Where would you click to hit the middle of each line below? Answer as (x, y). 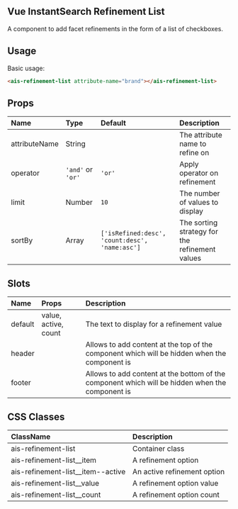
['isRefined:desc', (133, 234)
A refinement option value (175, 483)
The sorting (199, 223)
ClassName (31, 437)
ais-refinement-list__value (55, 483)
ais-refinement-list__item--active (68, 471)
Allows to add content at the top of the (149, 345)
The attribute (201, 135)
